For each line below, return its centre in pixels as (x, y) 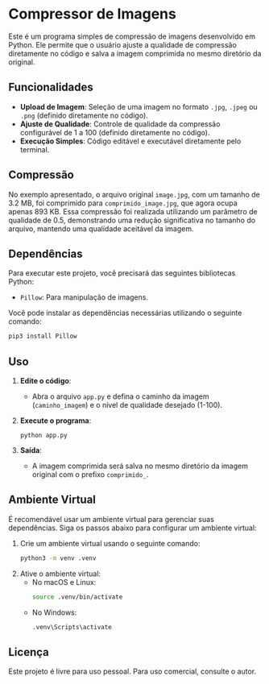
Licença (29, 652)
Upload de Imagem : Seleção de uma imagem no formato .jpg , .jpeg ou (139, 106)
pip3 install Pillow (43, 336)
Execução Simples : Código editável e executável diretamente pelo (130, 141)
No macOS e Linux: (64, 582)
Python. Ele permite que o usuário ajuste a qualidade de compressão (123, 44)
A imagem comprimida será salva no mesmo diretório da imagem (140, 466)
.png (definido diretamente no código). (84, 115)
